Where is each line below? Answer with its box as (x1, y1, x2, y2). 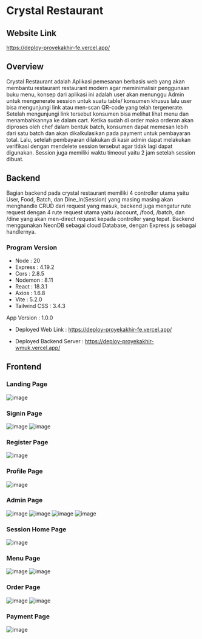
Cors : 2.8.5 (15, 270, 44, 277)
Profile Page (6, 467, 43, 475)
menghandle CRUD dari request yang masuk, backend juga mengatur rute (6, 202, 191, 209)
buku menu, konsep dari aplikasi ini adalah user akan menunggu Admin (6, 91, 184, 98)
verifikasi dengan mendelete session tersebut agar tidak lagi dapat (6, 142, 173, 150)
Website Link (6, 28, 56, 38)
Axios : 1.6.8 (15, 289, 45, 296)
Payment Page (6, 612, 50, 621)
